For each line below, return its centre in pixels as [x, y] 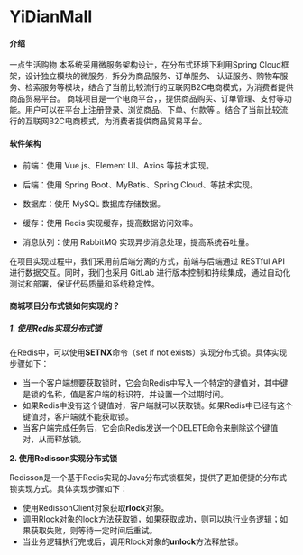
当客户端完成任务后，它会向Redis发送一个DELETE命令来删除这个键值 [150, 428]
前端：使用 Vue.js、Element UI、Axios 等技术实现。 [118, 165]
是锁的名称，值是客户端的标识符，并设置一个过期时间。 [125, 395]
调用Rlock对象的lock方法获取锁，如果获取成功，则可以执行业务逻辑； [151, 519]
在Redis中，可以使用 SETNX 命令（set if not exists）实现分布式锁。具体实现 [148, 352]
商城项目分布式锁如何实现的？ [64, 306]
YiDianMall [51, 17]
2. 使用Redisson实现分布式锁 [64, 459]
